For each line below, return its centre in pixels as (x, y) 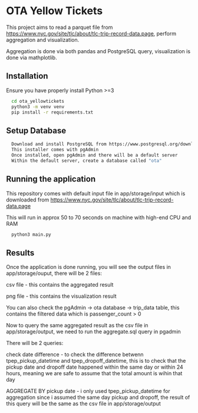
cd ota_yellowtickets (38, 101)
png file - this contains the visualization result (61, 296)
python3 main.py (31, 235)
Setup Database (36, 130)
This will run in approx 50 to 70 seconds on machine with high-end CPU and (99, 217)
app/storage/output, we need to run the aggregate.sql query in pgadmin (93, 331)
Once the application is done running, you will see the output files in (88, 267)
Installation (27, 76)
